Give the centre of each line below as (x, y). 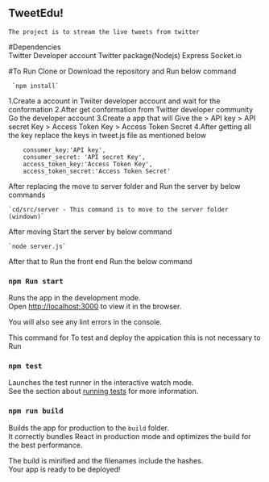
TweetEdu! (36, 13)
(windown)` (27, 216)
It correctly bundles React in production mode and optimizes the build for (130, 436)
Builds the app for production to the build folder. (89, 428)
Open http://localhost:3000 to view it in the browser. (95, 307)
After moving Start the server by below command (90, 231)
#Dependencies (35, 47)
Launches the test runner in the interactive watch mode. (101, 383)
